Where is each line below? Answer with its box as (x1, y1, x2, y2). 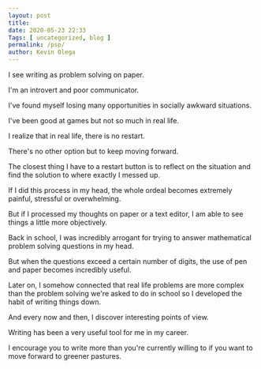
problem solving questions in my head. (8, 242, 134, 250)
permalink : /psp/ (8, 41, 65, 49)
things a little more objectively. (8, 218, 108, 227)
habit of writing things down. (8, 297, 102, 307)
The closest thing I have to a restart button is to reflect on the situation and (8, 162, 251, 171)
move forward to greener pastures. (8, 352, 122, 360)
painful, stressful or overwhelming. (8, 194, 121, 203)
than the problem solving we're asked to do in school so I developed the (8, 289, 243, 298)
